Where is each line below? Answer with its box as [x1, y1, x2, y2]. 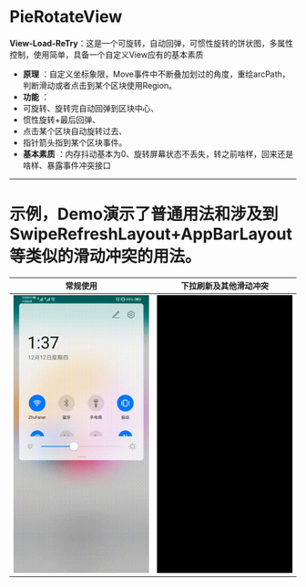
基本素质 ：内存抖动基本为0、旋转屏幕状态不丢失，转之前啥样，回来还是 [22, 148, 294, 159]
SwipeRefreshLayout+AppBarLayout [9, 224, 293, 245]
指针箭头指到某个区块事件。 [22, 137, 127, 148]
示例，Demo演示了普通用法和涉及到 [9, 204, 279, 225]
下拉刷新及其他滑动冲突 [180, 280, 269, 291]
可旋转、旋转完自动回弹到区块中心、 [22, 102, 159, 113]
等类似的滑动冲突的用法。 [9, 246, 202, 267]
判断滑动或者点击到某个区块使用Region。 [22, 79, 178, 90]
